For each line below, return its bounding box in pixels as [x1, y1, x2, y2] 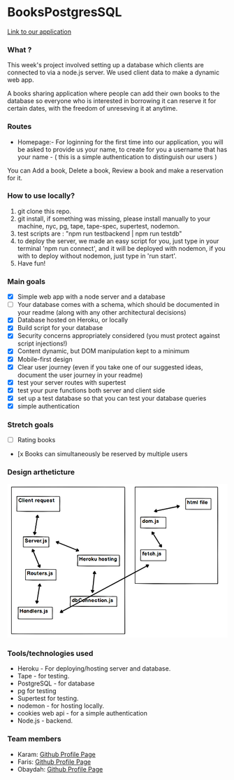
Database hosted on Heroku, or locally [17, 316, 129, 324]
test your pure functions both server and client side [17, 386, 166, 395]
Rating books [17, 436, 56, 444]
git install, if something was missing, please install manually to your [17, 214, 211, 223]
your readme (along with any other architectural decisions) [17, 308, 187, 317]
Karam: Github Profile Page [17, 750, 96, 758]
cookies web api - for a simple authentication [17, 709, 148, 718]
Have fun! [17, 259, 46, 267]
